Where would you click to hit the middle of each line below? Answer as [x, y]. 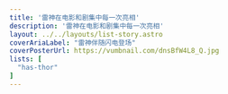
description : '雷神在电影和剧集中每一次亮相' [87, 26]
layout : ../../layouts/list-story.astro [87, 34]
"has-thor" [38, 68]
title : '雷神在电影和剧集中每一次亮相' [74, 17]
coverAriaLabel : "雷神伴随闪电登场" [73, 43]
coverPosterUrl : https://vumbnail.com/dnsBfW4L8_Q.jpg [114, 51]
